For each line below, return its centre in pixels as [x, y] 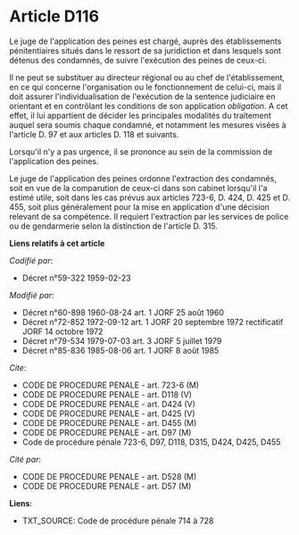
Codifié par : [31, 260]
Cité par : [25, 459]
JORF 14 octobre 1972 [62, 331]
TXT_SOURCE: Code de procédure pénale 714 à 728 [118, 521]
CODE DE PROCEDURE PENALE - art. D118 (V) [107, 394]
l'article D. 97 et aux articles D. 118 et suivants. [94, 134]
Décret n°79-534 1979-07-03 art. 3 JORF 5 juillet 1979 [122, 340]
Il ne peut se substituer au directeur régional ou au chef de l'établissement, [147, 77]
